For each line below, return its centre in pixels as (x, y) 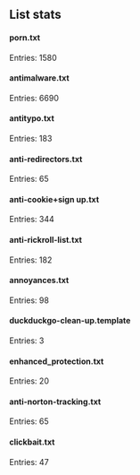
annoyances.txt (39, 281)
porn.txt (25, 37)
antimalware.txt (39, 78)
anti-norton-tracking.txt (55, 402)
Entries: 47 (29, 462)
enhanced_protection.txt (57, 361)
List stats (36, 15)
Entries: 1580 (33, 57)
